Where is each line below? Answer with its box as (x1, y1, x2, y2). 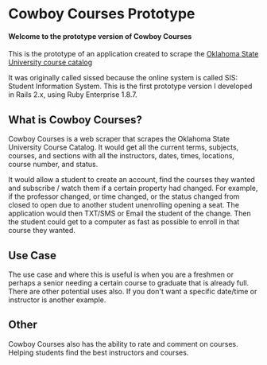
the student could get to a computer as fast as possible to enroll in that (8, 217, 240, 227)
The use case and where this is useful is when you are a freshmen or (8, 270, 234, 279)
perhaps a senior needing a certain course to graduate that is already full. (8, 278, 250, 288)
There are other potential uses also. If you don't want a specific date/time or (8, 287, 257, 297)
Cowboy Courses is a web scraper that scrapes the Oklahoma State (8, 134, 230, 144)
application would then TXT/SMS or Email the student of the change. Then (8, 208, 252, 219)
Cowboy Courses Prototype (8, 5, 195, 23)
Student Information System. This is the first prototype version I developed (8, 81, 253, 91)
